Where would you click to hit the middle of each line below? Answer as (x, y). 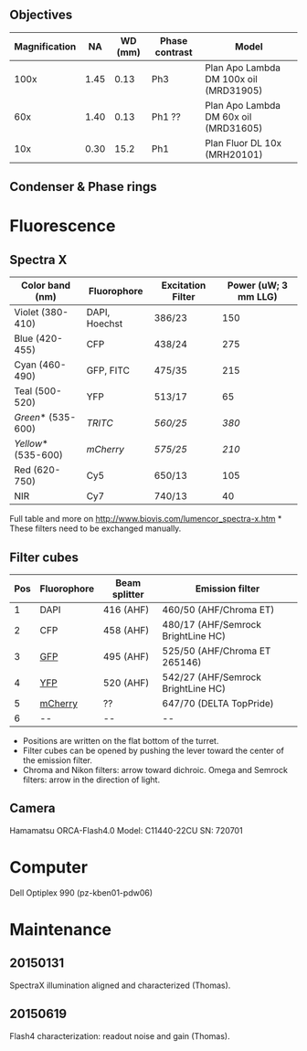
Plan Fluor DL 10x (243, 143)
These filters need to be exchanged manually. (95, 528)
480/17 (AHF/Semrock (212, 625)
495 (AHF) (126, 657)
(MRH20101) (234, 154)
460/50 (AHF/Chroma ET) (218, 610)
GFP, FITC (108, 371)
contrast (174, 52)
